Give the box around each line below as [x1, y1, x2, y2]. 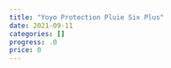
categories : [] [9, 29, 66, 38]
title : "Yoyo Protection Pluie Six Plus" [9, 12, 165, 22]
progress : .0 [9, 37, 58, 47]
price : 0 [9, 46, 42, 55]
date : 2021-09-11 [9, 21, 74, 30]
